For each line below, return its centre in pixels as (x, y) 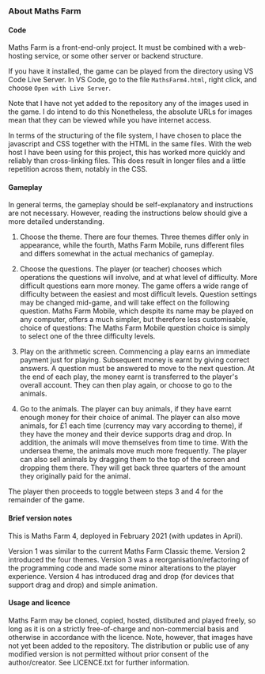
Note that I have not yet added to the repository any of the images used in (129, 104)
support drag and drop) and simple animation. (83, 585)
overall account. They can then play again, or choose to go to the (126, 385)
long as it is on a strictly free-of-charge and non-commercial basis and (123, 629)
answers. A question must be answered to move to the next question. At (137, 369)
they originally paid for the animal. (75, 476)
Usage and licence (40, 603)
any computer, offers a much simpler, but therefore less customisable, (134, 320)
